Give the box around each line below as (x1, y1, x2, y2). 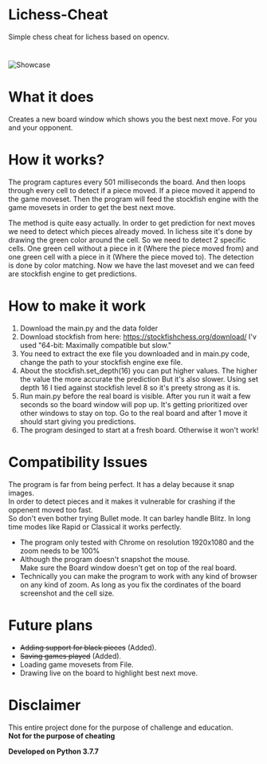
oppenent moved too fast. (8, 505, 93, 514)
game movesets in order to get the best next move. (8, 203, 176, 212)
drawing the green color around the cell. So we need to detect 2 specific (8, 236, 246, 244)
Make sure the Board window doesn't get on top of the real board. (19, 563, 238, 572)
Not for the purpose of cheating (8, 730, 116, 740)
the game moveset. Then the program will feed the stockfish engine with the (8, 194, 259, 204)
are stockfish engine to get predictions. (8, 269, 137, 279)
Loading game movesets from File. (19, 659, 134, 669)
